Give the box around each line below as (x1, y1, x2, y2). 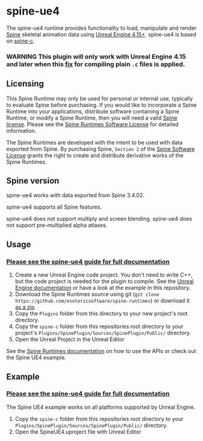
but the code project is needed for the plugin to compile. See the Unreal (14, 278, 194, 285)
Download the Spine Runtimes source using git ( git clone (14, 291, 159, 298)
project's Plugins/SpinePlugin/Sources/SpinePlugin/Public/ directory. (14, 329, 192, 337)
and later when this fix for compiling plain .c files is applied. (6, 59, 185, 68)
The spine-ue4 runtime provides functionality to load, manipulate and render (6, 24, 197, 32)
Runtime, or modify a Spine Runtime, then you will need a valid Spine (6, 114, 178, 121)
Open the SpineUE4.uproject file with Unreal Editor (14, 428, 141, 435)
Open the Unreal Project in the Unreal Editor (14, 335, 125, 343)
